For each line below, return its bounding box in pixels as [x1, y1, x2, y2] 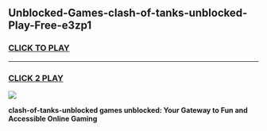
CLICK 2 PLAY [8, 72, 64, 83]
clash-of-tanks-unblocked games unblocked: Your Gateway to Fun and [8, 105, 248, 114]
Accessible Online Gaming [8, 114, 98, 123]
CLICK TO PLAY [8, 43, 70, 54]
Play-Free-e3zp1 [8, 19, 92, 33]
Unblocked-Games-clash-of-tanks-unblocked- [8, 6, 248, 20]
